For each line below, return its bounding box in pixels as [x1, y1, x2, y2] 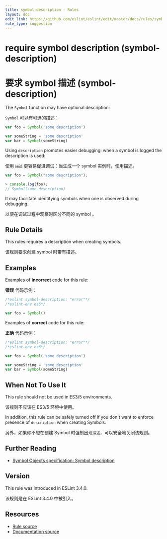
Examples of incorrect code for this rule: [5, 277, 88, 283]
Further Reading [5, 444, 57, 453]
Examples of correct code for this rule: [5, 319, 84, 325]
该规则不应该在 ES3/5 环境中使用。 [5, 404, 77, 410]
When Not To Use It [5, 381, 66, 389]
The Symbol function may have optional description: [5, 105, 110, 111]
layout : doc [5, 12, 30, 17]
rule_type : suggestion [5, 21, 52, 26]
